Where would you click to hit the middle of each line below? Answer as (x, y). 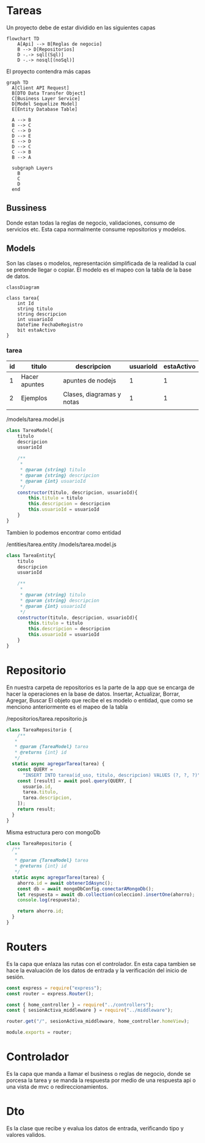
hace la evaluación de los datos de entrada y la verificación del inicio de (97, 970)
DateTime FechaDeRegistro (50, 325)
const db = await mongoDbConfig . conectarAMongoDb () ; (86, 889)
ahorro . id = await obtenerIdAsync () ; (65, 883)
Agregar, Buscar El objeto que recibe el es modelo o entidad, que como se (100, 700)
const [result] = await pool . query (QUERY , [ (75, 781)
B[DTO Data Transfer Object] (49, 93)
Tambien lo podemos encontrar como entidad (64, 532)
